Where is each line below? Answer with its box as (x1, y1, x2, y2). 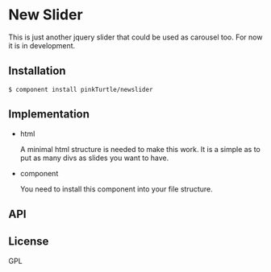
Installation (8, 64, 66, 78)
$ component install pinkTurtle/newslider (8, 85, 153, 93)
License (8, 235, 49, 249)
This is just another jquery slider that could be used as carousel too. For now (8, 32, 263, 42)
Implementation (8, 107, 90, 122)
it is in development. (8, 40, 76, 50)
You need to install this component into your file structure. (19, 183, 214, 194)
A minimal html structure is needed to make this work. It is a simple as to (19, 144, 261, 154)
